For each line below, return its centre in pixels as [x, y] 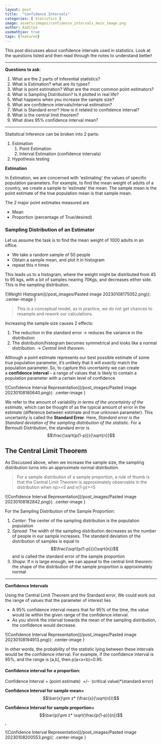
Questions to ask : [23, 69]
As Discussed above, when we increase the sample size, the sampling [75, 462]
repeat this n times [30, 265]
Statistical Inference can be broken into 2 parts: [52, 134]
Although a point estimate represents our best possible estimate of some [77, 357]
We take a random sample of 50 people [51, 255]
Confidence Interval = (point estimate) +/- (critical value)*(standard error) [79, 681]
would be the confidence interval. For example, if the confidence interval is [79, 654]
